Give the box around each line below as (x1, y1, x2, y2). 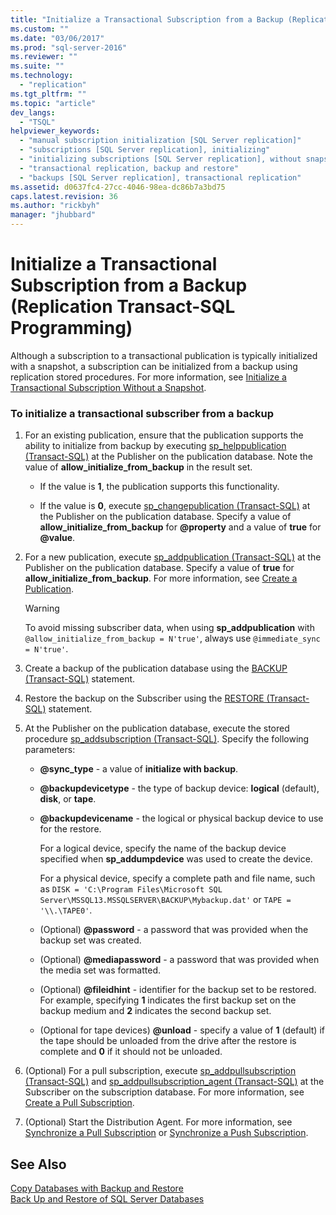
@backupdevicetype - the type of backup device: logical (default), (39, 782, 320, 795)
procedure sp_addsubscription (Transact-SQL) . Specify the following (24, 733, 310, 745)
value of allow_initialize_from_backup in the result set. (24, 461, 253, 473)
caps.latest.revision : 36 (10, 191, 118, 201)
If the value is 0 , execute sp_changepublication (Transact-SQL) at (39, 500, 311, 512)
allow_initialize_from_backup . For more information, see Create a (24, 572, 298, 585)
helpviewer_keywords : (10, 126, 101, 136)
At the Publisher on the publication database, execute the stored (24, 722, 290, 735)
